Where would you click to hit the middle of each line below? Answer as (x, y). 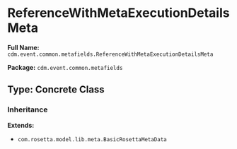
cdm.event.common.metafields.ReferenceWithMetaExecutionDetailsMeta (110, 54)
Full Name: (23, 47)
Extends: (21, 125)
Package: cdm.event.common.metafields (65, 67)
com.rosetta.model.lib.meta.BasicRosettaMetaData (92, 139)
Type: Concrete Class (56, 90)
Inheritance (28, 109)
